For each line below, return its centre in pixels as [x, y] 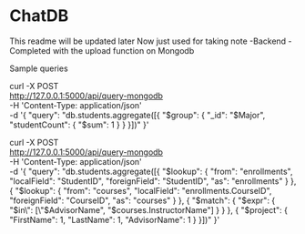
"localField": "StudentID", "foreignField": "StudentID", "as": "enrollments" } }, [153, 181]
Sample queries [39, 68]
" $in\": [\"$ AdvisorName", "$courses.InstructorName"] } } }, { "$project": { [149, 209]
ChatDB [39, 16]
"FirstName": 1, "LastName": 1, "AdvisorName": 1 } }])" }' [115, 219]
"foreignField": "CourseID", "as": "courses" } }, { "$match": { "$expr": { [142, 200]
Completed [30, 50]
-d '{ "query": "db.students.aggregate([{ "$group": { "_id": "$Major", [137, 115]
